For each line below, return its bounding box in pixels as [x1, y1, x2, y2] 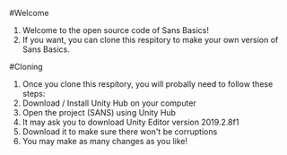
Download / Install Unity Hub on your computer [22, 98, 197, 108]
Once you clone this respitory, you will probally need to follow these [22, 79, 274, 89]
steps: [22, 89, 46, 99]
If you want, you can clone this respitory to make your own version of [22, 35, 279, 45]
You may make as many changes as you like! [22, 136, 188, 146]
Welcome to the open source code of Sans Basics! [22, 25, 209, 35]
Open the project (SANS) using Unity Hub [22, 108, 177, 117]
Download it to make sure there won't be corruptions [22, 126, 218, 137]
